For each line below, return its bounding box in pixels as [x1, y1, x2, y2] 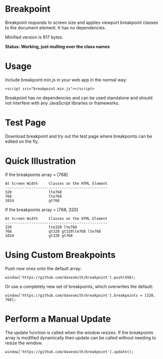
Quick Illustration [5, 156, 76, 166]
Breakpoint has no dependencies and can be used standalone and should [5, 95, 153, 100]
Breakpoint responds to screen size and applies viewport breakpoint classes [5, 20, 158, 25]
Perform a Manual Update [5, 313, 111, 324]
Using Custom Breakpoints [5, 249, 116, 260]
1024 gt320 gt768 [5, 233, 73, 238]
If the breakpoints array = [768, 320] [5, 206, 78, 213]
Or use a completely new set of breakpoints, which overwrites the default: [5, 283, 153, 289]
